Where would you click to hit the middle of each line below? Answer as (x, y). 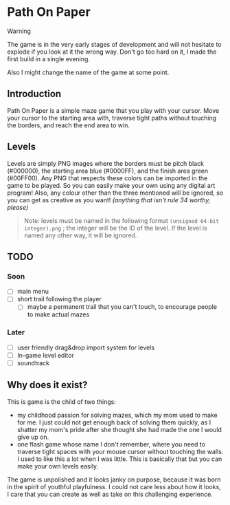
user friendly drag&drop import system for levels (86, 347)
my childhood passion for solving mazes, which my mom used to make (117, 415)
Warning (19, 31)
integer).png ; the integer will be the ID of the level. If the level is (115, 228)
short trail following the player (59, 299)
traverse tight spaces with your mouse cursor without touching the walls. (120, 451)
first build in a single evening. (49, 58)
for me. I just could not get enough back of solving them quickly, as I (114, 422)
